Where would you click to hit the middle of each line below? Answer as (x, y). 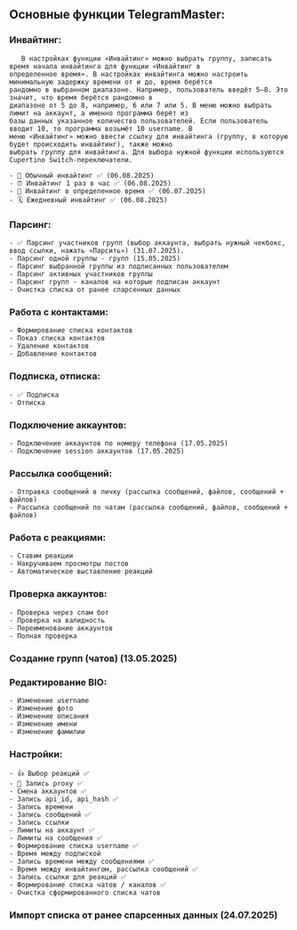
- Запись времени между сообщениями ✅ (82, 862)
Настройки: (36, 754)
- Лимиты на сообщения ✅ (56, 838)
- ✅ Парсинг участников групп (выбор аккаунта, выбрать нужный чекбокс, (148, 243)
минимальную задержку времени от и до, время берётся (111, 82)
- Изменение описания (49, 716)
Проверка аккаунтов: (58, 594)
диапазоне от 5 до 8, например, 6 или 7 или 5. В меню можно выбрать (141, 105)
